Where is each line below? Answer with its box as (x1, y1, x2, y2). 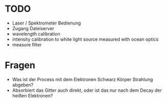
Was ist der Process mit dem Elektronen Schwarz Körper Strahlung (12, 76, 153, 82)
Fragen (5, 60, 35, 71)
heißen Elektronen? (12, 92, 53, 98)
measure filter (12, 41, 42, 47)
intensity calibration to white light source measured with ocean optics (12, 36, 159, 42)
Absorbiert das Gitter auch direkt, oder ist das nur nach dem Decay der (12, 87, 162, 93)
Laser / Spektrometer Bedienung (12, 20, 81, 26)
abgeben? (12, 82, 34, 88)
